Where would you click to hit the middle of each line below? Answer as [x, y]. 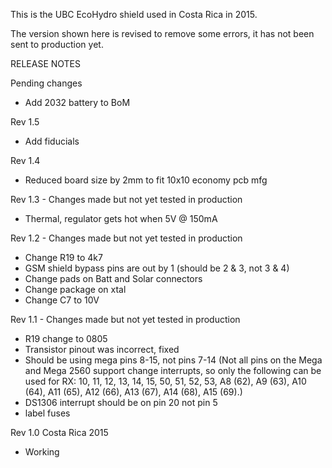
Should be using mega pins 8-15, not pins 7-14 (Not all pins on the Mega [173, 360]
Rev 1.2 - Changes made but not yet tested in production [126, 238]
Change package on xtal [75, 289]
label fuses [47, 413]
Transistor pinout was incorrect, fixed [102, 349]
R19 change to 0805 [66, 338]
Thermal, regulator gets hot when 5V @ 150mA [121, 218]
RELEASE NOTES [46, 63]
